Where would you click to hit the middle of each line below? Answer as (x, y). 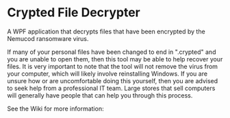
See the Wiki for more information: (55, 108)
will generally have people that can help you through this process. (100, 95)
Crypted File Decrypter (74, 13)
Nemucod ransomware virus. (48, 38)
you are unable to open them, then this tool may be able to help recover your (115, 59)
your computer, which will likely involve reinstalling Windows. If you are (107, 74)
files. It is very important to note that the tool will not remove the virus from (112, 66)
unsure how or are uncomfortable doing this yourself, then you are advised (113, 80)
